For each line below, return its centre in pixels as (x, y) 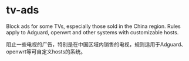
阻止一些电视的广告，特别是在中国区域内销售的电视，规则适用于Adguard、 (96, 44)
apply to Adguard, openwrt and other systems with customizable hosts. (92, 32)
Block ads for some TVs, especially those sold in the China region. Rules (93, 26)
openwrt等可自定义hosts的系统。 (46, 51)
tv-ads (23, 10)
